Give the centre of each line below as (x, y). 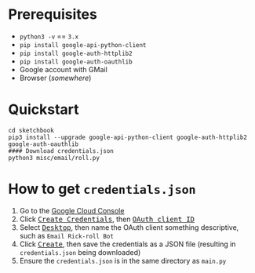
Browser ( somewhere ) (55, 78)
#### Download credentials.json (61, 151)
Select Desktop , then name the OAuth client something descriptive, (129, 227)
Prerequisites (53, 15)
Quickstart (44, 109)
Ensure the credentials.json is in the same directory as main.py (123, 260)
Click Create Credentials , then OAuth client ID (107, 219)
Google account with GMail (63, 69)
